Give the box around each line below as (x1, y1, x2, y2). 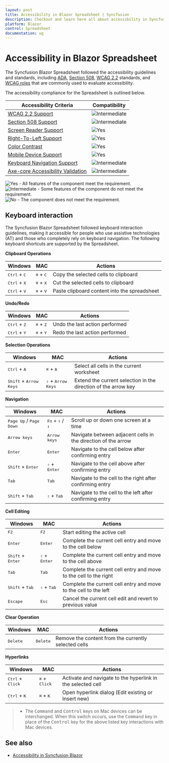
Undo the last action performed (52, 321, 127, 328)
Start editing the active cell (62, 529, 126, 536)
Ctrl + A (8, 365, 27, 372)
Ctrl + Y (8, 329, 27, 336)
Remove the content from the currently (55, 634, 147, 641)
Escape (8, 599, 23, 604)
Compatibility (92, 101, 126, 108)
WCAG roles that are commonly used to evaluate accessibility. (5, 80, 134, 86)
